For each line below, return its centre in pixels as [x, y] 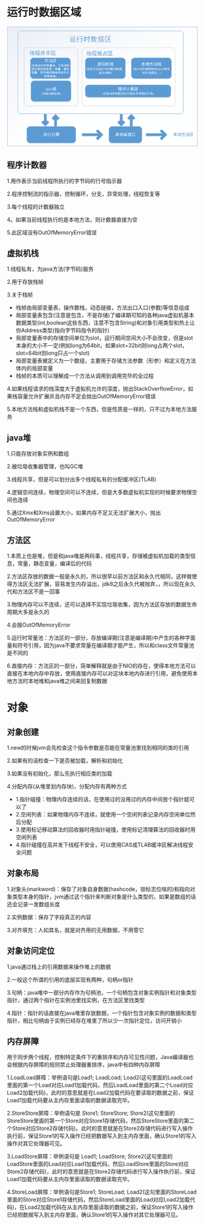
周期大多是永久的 [28, 612]
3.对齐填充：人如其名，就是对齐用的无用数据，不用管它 [76, 930]
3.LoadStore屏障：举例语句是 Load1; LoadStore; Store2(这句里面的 [90, 1157]
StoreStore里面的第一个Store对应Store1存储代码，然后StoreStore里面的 [95, 1121]
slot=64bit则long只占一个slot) [53, 353]
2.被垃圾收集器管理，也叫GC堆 [45, 466]
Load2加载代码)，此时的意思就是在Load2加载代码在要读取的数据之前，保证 [100, 1093]
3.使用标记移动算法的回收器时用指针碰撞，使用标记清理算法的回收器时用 [106, 829]
